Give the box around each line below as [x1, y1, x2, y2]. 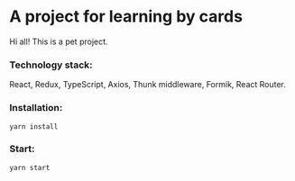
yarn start [9, 163, 51, 172]
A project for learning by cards [9, 6, 244, 27]
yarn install [9, 122, 59, 131]
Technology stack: [9, 59, 93, 71]
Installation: [9, 102, 63, 114]
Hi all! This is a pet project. [9, 36, 108, 47]
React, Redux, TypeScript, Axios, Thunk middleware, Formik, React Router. [9, 79, 287, 90]
